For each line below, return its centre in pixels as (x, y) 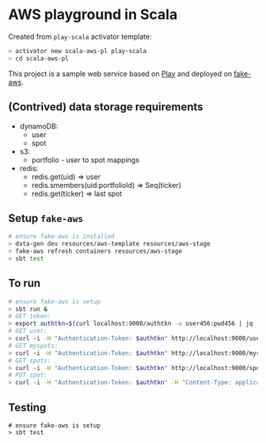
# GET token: (30, 316)
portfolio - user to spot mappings (85, 159)
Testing (27, 407)
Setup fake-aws (46, 218)
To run (25, 283)
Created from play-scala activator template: (80, 36)
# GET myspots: (33, 346)
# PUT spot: (28, 375)
